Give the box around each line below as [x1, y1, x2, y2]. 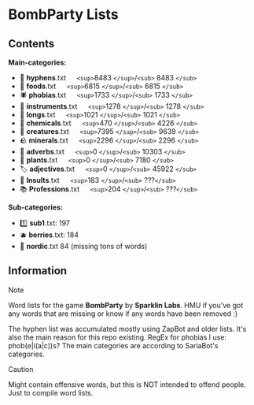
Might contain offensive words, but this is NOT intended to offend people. [8, 380, 246, 389]
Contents [8, 37, 55, 50]
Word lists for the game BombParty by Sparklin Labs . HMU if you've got [8, 300, 244, 310]
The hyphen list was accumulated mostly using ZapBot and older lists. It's [8, 324, 247, 333]
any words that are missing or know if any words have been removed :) [8, 309, 238, 318]
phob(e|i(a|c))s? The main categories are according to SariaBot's [8, 340, 219, 350]
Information [8, 264, 68, 277]
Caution [8, 364, 34, 373]
